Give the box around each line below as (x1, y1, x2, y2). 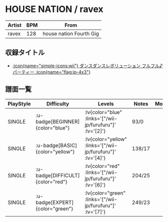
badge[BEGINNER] (35, 118, 80, 125)
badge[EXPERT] (35, 199, 74, 206)
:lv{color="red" (84, 162, 120, 169)
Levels (97, 100, 114, 107)
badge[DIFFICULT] (35, 172, 80, 179)
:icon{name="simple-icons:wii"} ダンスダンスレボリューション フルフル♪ (12, 63, 163, 69)
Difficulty (46, 100, 69, 107)
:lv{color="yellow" (84, 135, 127, 142)
